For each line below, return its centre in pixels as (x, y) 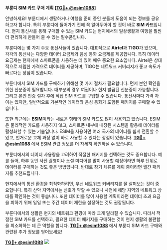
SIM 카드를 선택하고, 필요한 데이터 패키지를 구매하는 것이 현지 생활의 (81, 219)
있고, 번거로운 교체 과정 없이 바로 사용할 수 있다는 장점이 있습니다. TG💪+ (76, 137)
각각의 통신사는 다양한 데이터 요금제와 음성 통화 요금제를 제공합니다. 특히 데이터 (82, 54)
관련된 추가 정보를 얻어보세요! (34, 232)
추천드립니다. (27, 173)
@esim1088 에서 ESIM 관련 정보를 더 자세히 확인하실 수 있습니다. (69, 144)
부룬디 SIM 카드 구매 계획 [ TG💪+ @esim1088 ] (51, 8)
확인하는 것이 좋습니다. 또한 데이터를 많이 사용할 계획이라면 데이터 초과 (83, 196)
